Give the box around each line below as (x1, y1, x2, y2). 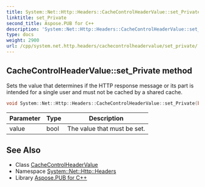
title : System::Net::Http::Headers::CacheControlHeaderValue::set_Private (6, 9, 201, 15)
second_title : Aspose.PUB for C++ (6, 20, 95, 26)
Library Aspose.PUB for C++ (15, 174, 87, 182)
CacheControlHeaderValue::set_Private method (6, 65, 193, 76)
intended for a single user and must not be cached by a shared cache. (6, 88, 183, 95)
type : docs (6, 32, 34, 38)
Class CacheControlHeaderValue (15, 161, 99, 169)
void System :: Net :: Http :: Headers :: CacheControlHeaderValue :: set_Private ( (6, 100, 198, 106)
